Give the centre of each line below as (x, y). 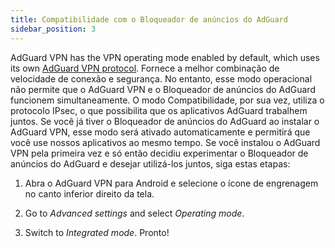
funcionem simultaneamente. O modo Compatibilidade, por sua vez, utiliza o (167, 100)
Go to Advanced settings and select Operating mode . (134, 213)
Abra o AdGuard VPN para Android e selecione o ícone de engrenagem (171, 183)
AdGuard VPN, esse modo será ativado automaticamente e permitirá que (160, 132)
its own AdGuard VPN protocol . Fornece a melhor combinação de (145, 68)
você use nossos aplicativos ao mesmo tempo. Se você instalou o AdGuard (165, 142)
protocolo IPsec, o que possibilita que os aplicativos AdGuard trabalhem (159, 110)
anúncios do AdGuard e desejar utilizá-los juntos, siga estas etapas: (150, 163)
